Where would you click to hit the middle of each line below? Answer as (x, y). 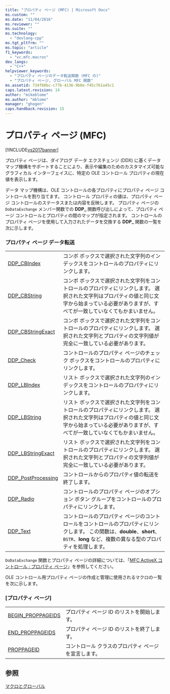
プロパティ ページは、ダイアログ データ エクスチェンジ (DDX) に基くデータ (83, 160)
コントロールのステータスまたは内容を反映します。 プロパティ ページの (85, 203)
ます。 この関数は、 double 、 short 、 (117, 531)
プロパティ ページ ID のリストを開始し (110, 612)
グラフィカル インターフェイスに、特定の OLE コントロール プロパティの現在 (85, 173)
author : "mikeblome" (27, 95)
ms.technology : (21, 33)
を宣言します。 (83, 653)
